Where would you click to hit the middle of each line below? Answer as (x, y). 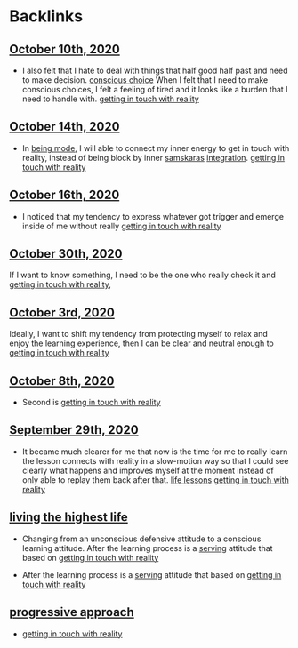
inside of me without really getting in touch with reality (121, 226)
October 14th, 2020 (64, 127)
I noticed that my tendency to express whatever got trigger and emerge (153, 216)
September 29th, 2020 (74, 430)
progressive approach (72, 612)
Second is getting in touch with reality (92, 403)
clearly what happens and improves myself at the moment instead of (148, 470)
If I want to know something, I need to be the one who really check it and (142, 275)
